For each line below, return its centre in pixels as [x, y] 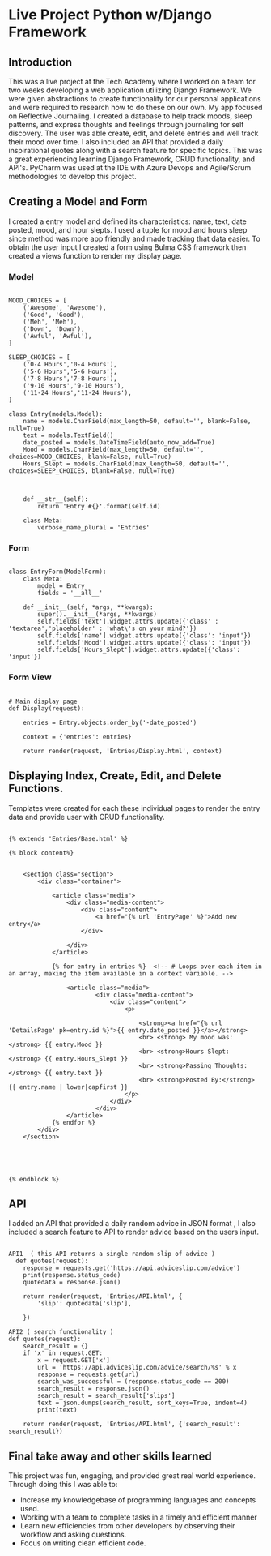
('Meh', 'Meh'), [51, 322]
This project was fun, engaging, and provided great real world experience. [132, 1476]
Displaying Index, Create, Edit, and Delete [115, 776]
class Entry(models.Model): [56, 414]
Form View [30, 677]
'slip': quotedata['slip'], [85, 1304]
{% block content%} [41, 853]
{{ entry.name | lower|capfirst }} [68, 1087]
